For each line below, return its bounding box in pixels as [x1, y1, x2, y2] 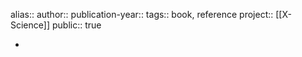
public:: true [51, 19, 102, 31]
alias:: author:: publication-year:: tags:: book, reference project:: [10, 9, 274, 20]
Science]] [10, 19, 51, 31]
